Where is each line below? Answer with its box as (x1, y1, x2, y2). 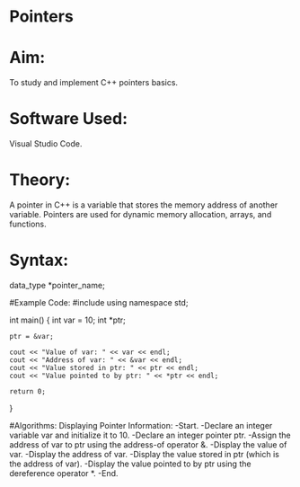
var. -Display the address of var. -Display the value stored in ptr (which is (9, 448, 280, 459)
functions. (9, 218, 47, 229)
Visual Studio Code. (9, 138, 83, 149)
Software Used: (9, 109, 128, 129)
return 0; (9, 386, 47, 396)
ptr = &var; (9, 332, 54, 341)
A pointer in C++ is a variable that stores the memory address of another (9, 199, 278, 210)
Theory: (9, 170, 71, 190)
